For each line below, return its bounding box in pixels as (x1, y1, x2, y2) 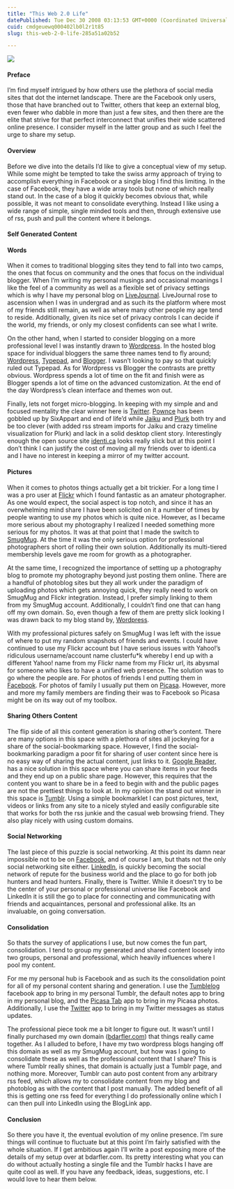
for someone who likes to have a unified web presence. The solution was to (7, 666, 224, 674)
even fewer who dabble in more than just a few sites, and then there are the (7, 108, 224, 117)
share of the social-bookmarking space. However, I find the (7, 741, 178, 751)
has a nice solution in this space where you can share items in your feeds (7, 764, 218, 772)
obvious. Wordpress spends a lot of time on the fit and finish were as (7, 371, 205, 380)
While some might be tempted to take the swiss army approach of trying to (7, 169, 222, 178)
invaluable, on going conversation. (7, 907, 106, 915)
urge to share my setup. (7, 131, 76, 139)
